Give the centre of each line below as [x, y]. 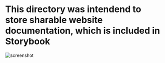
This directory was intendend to [73, 9]
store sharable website [54, 20]
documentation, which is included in [83, 31]
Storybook [28, 42]
